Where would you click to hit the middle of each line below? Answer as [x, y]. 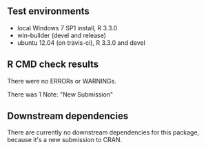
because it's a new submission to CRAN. [65, 140]
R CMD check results [53, 64]
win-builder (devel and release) [62, 35]
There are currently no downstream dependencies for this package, [103, 132]
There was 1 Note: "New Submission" [60, 94]
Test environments [48, 11]
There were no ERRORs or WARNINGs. [62, 81]
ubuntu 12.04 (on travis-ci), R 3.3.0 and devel [81, 42]
